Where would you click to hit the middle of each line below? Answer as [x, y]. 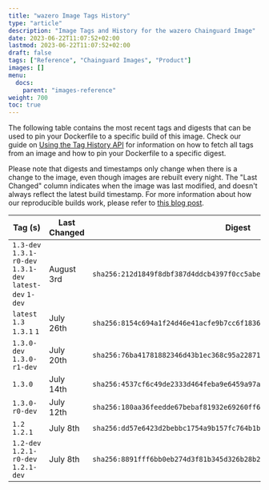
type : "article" [35, 23]
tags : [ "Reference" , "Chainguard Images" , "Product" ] [100, 61]
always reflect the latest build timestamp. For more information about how [130, 195]
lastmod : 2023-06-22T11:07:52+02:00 [69, 46]
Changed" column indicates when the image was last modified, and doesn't [133, 186]
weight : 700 [28, 98]
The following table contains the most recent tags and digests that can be [130, 128]
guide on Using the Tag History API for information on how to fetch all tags [131, 145]
